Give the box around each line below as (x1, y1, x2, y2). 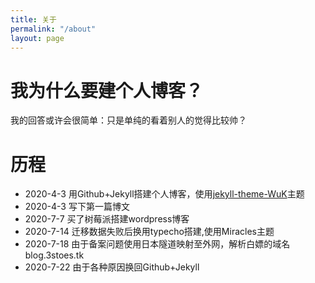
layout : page (10, 33, 65, 43)
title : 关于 (10, 14, 57, 25)
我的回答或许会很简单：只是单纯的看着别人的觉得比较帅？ (10, 114, 247, 126)
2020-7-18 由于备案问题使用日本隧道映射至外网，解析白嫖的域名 (24, 238, 291, 250)
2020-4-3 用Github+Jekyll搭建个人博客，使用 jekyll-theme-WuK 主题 (24, 188, 305, 200)
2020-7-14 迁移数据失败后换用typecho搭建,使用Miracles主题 (24, 226, 275, 238)
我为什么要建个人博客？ (10, 79, 204, 102)
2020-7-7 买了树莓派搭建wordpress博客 (24, 213, 190, 225)
